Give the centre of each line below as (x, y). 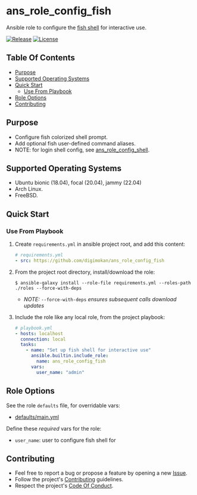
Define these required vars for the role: (54, 428)
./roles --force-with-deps (48, 288)
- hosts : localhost (39, 333)
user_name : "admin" (60, 372)
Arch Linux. (29, 189)
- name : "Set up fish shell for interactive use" (88, 350)
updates (34, 305)
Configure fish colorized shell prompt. (61, 137)
